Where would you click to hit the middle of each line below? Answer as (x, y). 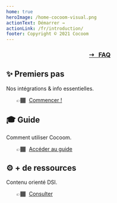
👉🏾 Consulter (35, 194)
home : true (20, 12)
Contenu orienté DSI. (32, 182)
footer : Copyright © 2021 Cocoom (48, 34)
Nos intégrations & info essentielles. (50, 88)
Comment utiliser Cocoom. (39, 137)
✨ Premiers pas (35, 74)
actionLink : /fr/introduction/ (45, 28)
